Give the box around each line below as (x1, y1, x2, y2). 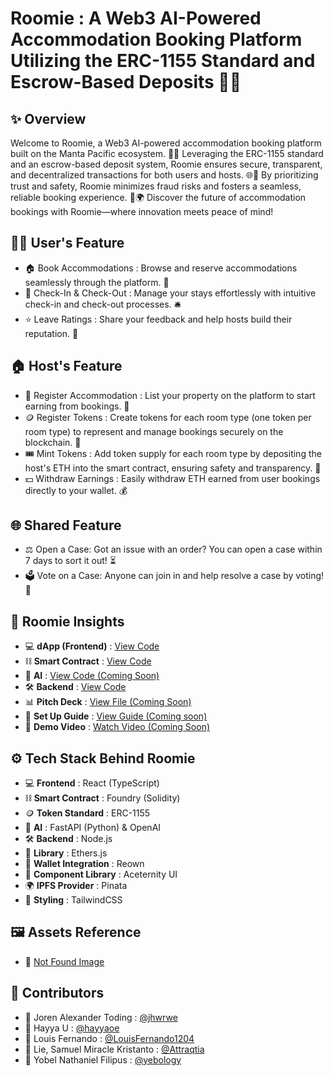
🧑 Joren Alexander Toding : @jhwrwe (24, 1011, 178, 1023)
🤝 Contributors (10, 985, 105, 1002)
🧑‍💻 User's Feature (10, 235, 125, 252)
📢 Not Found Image (24, 955, 105, 967)
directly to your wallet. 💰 (24, 484, 128, 496)
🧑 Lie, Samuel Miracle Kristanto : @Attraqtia (24, 1043, 205, 1055)
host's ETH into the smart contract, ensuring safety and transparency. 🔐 (24, 462, 322, 474)
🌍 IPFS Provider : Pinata (24, 880, 128, 892)
